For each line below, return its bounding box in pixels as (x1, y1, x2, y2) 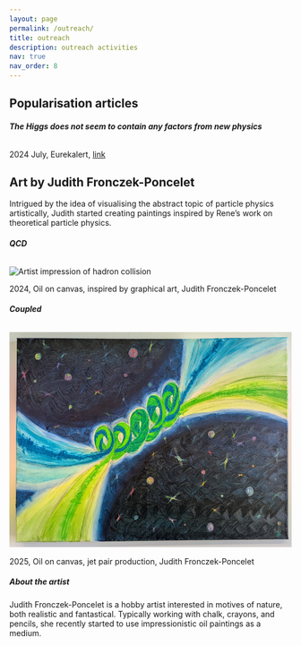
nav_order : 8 (9, 62, 58, 71)
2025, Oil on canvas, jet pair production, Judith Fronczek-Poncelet (9, 556, 255, 566)
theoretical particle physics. (9, 218, 112, 228)
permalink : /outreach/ (9, 23, 94, 33)
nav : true (9, 52, 47, 62)
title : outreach (9, 33, 70, 42)
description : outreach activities (9, 43, 139, 52)
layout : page (9, 14, 58, 23)
